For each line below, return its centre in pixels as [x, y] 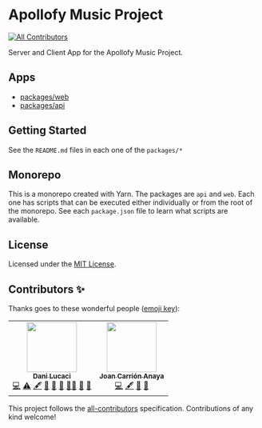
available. [24, 220]
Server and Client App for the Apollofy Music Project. [96, 52]
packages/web [44, 97]
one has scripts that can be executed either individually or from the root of [131, 202]
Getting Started [48, 131]
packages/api [42, 105]
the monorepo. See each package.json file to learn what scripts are [118, 211]
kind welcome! [32, 417]
